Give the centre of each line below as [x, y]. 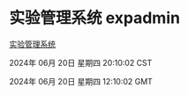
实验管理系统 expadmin [95, 18]
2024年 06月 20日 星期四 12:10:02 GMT [81, 81]
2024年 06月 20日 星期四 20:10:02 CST [81, 62]
